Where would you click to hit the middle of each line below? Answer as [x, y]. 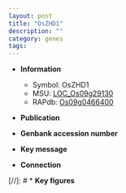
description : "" [36, 31]
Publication [40, 118]
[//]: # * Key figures [41, 181]
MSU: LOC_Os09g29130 [73, 93]
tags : [17, 46]
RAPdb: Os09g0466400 [73, 102]
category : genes [36, 39]
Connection [40, 165]
